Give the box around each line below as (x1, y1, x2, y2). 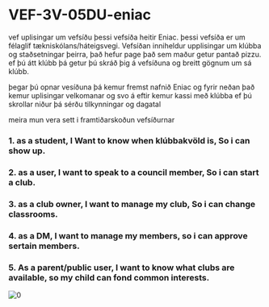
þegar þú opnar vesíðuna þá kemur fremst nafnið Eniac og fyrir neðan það (8, 82, 255, 92)
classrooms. (8, 208, 58, 219)
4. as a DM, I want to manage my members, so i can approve (8, 230, 248, 241)
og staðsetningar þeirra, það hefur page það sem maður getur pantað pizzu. (8, 49, 262, 59)
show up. (8, 145, 46, 156)
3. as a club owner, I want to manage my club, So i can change (8, 198, 256, 210)
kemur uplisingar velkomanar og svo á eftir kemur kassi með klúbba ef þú (8, 90, 253, 100)
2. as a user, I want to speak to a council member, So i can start (8, 167, 260, 178)
